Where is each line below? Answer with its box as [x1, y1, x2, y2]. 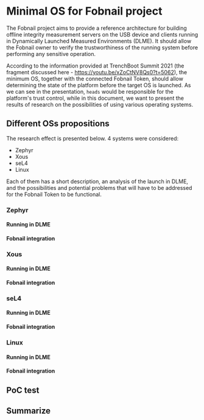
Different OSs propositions [6, 119, 110, 129]
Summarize [6, 405, 51, 416]
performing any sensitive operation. [6, 50, 96, 57]
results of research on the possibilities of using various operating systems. [6, 100, 194, 108]
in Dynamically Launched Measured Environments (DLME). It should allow [6, 37, 192, 44]
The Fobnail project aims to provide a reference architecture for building [6, 24, 187, 32]
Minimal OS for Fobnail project [6, 4, 163, 18]
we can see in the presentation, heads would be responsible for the [6, 88, 174, 95]
